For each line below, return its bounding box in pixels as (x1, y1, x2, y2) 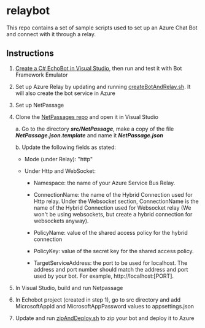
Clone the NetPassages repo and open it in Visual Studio (15, 113, 158, 120)
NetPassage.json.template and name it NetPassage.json (15, 131, 164, 139)
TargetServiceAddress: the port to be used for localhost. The (33, 259, 188, 267)
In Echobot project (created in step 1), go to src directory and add (15, 296, 181, 303)
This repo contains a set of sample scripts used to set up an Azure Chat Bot (6, 24, 198, 31)
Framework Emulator (15, 71, 68, 78)
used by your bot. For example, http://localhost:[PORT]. (33, 272, 174, 280)
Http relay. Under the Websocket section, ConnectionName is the (33, 197, 199, 205)
